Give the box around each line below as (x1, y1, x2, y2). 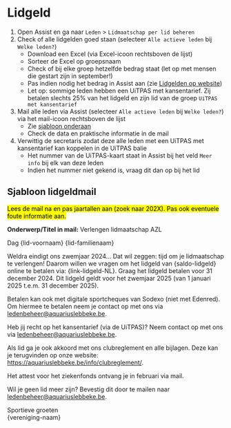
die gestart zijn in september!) (27, 71, 113, 80)
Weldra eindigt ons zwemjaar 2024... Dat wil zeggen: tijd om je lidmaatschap (7, 252, 224, 260)
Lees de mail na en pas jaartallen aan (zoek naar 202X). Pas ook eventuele (7, 204, 219, 212)
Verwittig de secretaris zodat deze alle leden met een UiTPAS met (17, 136, 205, 145)
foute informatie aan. (7, 212, 67, 220)
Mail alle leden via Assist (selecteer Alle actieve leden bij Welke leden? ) (17, 107, 224, 115)
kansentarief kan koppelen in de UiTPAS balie (17, 144, 147, 152)
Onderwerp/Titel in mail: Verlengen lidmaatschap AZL (7, 225, 162, 233)
